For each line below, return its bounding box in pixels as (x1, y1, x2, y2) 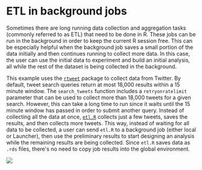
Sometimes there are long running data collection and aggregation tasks (6, 24, 186, 31)
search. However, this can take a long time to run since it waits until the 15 (6, 100, 191, 107)
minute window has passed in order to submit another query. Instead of (6, 106, 184, 114)
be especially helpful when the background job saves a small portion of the (6, 44, 194, 51)
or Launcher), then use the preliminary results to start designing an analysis (6, 132, 195, 140)
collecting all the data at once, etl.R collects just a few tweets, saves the (6, 113, 188, 120)
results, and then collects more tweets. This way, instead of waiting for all (6, 119, 189, 126)
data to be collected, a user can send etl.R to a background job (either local (6, 126, 197, 133)
